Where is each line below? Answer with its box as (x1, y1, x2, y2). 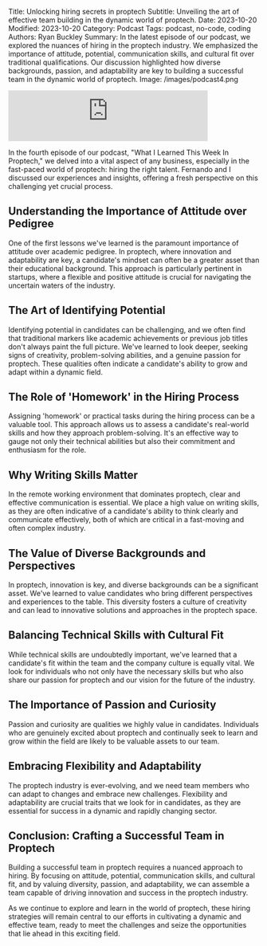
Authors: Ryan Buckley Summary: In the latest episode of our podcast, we (8, 32, 251, 41)
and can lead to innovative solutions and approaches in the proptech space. (8, 606, 257, 615)
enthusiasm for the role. (8, 446, 87, 455)
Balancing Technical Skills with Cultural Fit (8, 629, 225, 642)
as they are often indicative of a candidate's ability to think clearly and (8, 506, 239, 516)
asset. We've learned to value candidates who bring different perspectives (8, 589, 253, 599)
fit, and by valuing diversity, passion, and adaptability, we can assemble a (8, 880, 249, 889)
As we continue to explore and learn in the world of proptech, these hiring (8, 904, 251, 913)
